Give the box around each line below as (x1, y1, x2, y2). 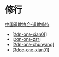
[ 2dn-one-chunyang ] (12, 41, 55, 47)
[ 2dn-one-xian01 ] (12, 31, 47, 37)
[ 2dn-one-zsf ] (12, 36, 41, 42)
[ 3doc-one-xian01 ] (12, 47, 50, 53)
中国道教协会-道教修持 (5, 21, 50, 27)
